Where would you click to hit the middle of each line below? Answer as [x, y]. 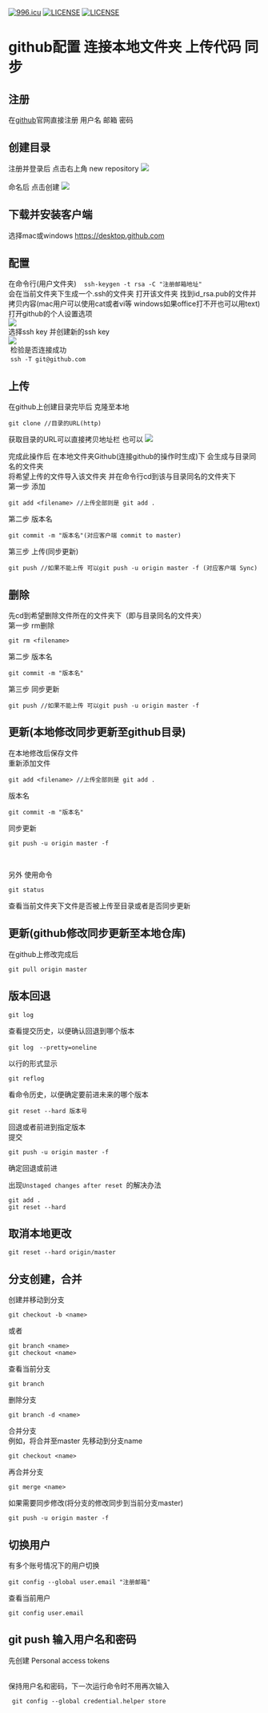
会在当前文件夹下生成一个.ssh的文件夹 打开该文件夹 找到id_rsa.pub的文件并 [132, 294]
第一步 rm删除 [31, 625]
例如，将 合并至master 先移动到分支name [75, 1441]
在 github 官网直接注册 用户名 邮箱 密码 [71, 120]
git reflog [26, 1078]
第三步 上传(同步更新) [44, 552]
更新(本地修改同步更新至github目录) [97, 732]
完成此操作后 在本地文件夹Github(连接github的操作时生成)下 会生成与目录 [129, 456]
